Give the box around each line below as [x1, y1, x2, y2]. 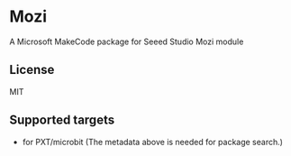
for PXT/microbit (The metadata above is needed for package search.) [22, 136, 284, 147]
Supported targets [9, 113, 115, 128]
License [9, 62, 55, 78]
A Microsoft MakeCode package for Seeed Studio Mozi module [9, 36, 244, 47]
